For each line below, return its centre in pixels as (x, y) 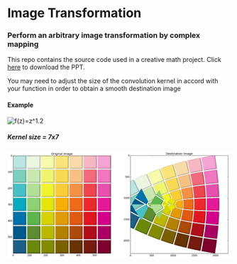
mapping (23, 44)
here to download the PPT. (46, 67)
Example (21, 105)
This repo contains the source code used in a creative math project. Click (114, 60)
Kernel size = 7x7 (33, 137)
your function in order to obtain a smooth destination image (94, 89)
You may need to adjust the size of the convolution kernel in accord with (113, 81)
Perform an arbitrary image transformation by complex (104, 36)
